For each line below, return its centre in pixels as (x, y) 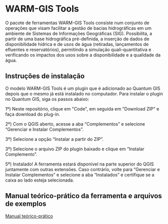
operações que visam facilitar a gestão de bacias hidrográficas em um (78, 28)
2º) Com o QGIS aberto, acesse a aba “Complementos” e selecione (75, 124)
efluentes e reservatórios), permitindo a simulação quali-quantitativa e (78, 49)
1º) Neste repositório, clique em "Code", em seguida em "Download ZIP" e (82, 108)
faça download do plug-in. (33, 114)
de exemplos (26, 204)
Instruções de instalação (45, 76)
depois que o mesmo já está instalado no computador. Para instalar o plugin (84, 93)
